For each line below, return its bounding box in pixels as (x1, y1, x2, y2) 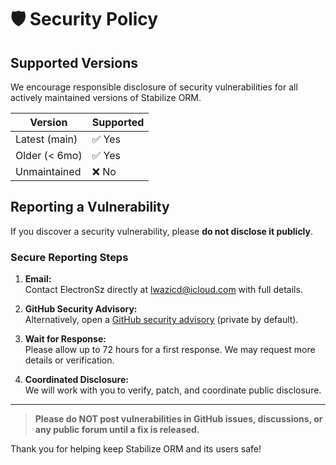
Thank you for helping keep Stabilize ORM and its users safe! (10, 443, 262, 455)
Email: (24, 273, 52, 285)
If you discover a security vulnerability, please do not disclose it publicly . (10, 225, 314, 237)
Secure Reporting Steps (10, 250, 129, 264)
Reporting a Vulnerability (10, 199, 170, 216)
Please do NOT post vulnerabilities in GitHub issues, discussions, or (34, 413, 323, 425)
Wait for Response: (24, 333, 107, 345)
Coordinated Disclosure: (24, 374, 129, 386)
